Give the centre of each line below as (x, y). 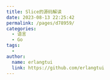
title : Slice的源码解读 (34, 12)
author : (16, 57)
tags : (13, 46)
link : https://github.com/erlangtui (58, 68)
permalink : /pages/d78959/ (40, 23)
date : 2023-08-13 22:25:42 (40, 17)
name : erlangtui (32, 62)
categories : (21, 29)
